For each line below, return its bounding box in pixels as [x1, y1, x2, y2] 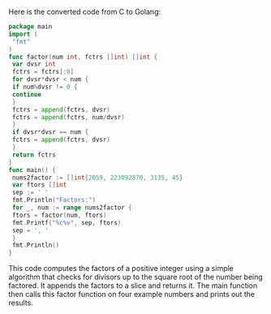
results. [8, 298, 34, 308]
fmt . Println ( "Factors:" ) [11, 196, 96, 204]
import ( [8, 30, 38, 38]
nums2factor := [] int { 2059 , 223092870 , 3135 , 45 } [11, 174, 183, 182]
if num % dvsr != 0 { [11, 83, 79, 91]
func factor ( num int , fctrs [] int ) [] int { [8, 53, 158, 61]
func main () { [8, 166, 57, 174]
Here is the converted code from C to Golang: [8, 7, 161, 16]
